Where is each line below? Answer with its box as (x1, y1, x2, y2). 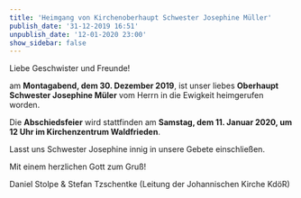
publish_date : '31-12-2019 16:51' (9, 22, 140, 31)
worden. (9, 100, 41, 111)
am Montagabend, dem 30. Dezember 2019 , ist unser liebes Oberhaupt (9, 80, 279, 91)
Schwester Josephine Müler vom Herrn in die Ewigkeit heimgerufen (9, 90, 264, 101)
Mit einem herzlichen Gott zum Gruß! (9, 161, 147, 172)
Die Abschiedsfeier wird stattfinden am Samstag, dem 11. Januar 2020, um (9, 117, 293, 128)
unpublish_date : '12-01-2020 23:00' (9, 30, 147, 39)
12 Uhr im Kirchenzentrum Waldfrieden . (9, 127, 160, 138)
